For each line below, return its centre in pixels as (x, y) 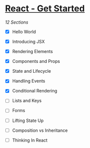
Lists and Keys (27, 101)
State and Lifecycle (32, 71)
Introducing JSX (28, 42)
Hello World (24, 31)
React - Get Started (45, 9)
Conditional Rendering (35, 91)
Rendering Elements (32, 52)
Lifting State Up (28, 120)
